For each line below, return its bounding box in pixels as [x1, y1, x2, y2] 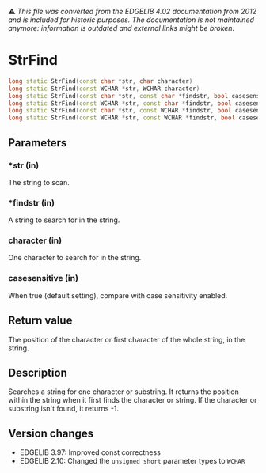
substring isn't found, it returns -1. [8, 403, 120, 414]
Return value [8, 314, 73, 327]
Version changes [8, 426, 94, 440]
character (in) [8, 235, 62, 246]
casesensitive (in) [8, 273, 79, 284]
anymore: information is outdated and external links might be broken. [8, 24, 235, 32]
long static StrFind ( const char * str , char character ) [8, 77, 193, 85]
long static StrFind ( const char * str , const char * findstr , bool [8, 92, 229, 100]
